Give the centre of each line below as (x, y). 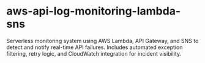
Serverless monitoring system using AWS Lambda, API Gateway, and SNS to (102, 41)
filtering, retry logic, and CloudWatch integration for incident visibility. (94, 53)
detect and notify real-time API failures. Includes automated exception (95, 47)
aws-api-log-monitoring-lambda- (94, 11)
